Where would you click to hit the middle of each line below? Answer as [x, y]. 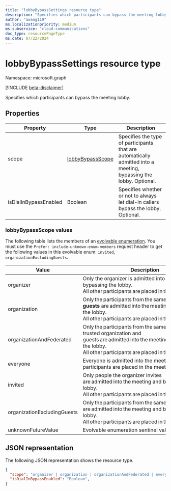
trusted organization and [112, 333]
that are [128, 149]
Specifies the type [140, 137]
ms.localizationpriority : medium [41, 24]
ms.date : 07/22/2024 [27, 39]
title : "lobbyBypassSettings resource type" [53, 10]
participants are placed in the [118, 367]
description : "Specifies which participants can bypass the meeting [79, 15]
